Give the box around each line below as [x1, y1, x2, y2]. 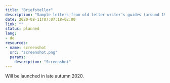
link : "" [5, 21, 24, 27]
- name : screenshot [5, 45, 47, 50]
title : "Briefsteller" [5, 7, 53, 13]
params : [10, 54, 26, 60]
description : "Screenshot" [14, 59, 71, 64]
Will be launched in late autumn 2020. [5, 73, 84, 79]
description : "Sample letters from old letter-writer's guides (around [5, 12, 159, 17]
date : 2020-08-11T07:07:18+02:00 [5, 17, 76, 22]
